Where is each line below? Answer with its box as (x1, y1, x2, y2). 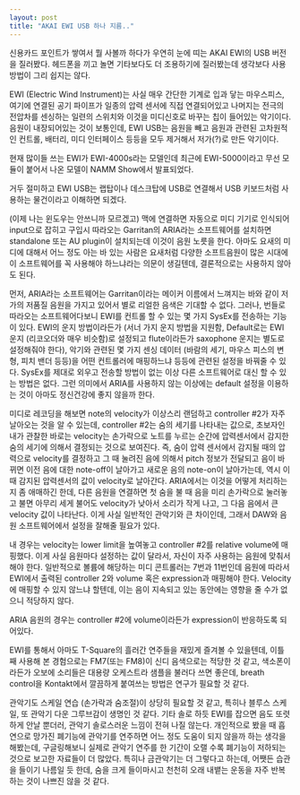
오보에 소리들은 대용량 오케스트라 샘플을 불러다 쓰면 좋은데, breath (32, 667, 265, 678)
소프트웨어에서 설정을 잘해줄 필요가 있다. (18, 520, 160, 531)
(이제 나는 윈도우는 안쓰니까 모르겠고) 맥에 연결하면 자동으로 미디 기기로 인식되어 (9, 212, 290, 224)
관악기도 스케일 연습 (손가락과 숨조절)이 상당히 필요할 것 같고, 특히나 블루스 (9, 696, 270, 708)
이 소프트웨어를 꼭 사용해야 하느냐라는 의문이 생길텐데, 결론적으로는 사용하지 (9, 257, 275, 269)
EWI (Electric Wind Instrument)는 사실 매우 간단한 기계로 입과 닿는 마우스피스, (9, 89, 285, 99)
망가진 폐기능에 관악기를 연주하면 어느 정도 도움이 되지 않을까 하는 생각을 (32, 730, 287, 741)
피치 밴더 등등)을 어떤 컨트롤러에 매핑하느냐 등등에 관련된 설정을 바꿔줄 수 (21, 355, 278, 366)
